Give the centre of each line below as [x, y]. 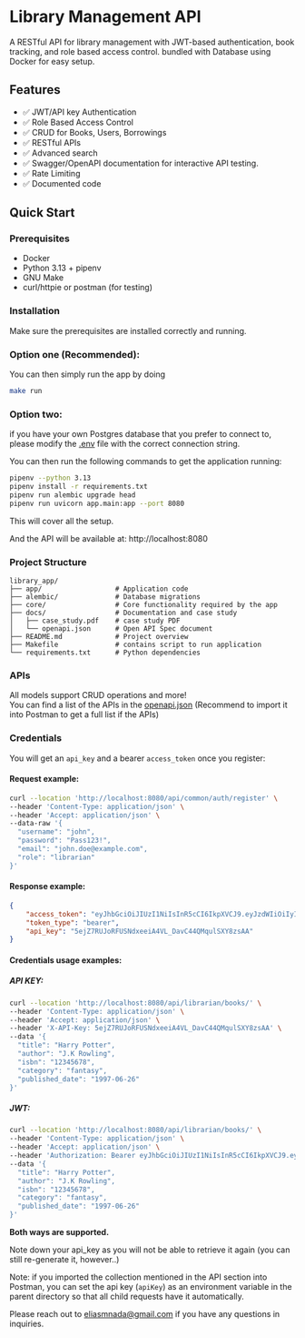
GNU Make [43, 278]
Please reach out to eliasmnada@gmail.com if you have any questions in [145, 1314]
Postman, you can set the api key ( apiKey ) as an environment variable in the [151, 1287]
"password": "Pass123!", [64, 841]
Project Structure [48, 562]
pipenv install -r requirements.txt [79, 487]
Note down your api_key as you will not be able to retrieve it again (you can [150, 1250]
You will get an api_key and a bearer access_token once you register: [138, 758]
